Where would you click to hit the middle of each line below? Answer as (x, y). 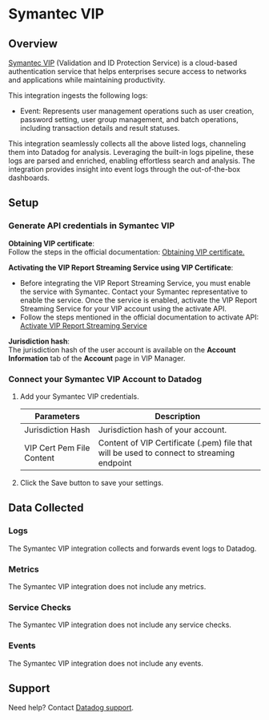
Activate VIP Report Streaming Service (84, 325)
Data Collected (46, 508)
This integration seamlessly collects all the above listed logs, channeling (127, 144)
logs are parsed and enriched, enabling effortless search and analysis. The (132, 161)
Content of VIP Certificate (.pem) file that (175, 442)
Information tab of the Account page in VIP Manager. (97, 358)
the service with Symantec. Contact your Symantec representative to (134, 291)
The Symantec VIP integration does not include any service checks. (120, 625)
